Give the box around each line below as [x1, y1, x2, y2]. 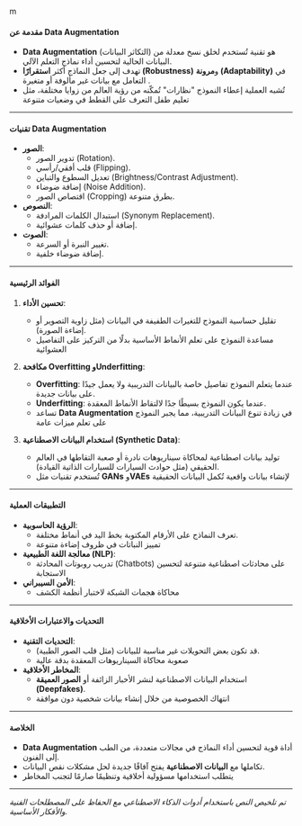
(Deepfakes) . [35, 684, 86, 695]
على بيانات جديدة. [35, 388, 96, 399]
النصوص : [22, 201, 53, 211]
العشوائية [35, 344, 67, 355]
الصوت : [22, 229, 49, 240]
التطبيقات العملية [9, 499, 66, 510]
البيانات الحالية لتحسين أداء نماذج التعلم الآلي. [22, 56, 173, 67]
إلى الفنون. [22, 751, 60, 762]
